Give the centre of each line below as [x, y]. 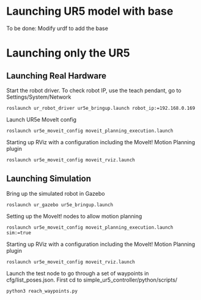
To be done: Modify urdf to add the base [57, 28]
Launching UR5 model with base [90, 11]
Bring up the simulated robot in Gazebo [56, 193]
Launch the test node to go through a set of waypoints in [78, 273]
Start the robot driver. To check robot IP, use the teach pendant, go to [94, 90]
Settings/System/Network [39, 97]
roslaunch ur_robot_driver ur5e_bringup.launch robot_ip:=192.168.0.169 [101, 108]
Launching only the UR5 [68, 53]
